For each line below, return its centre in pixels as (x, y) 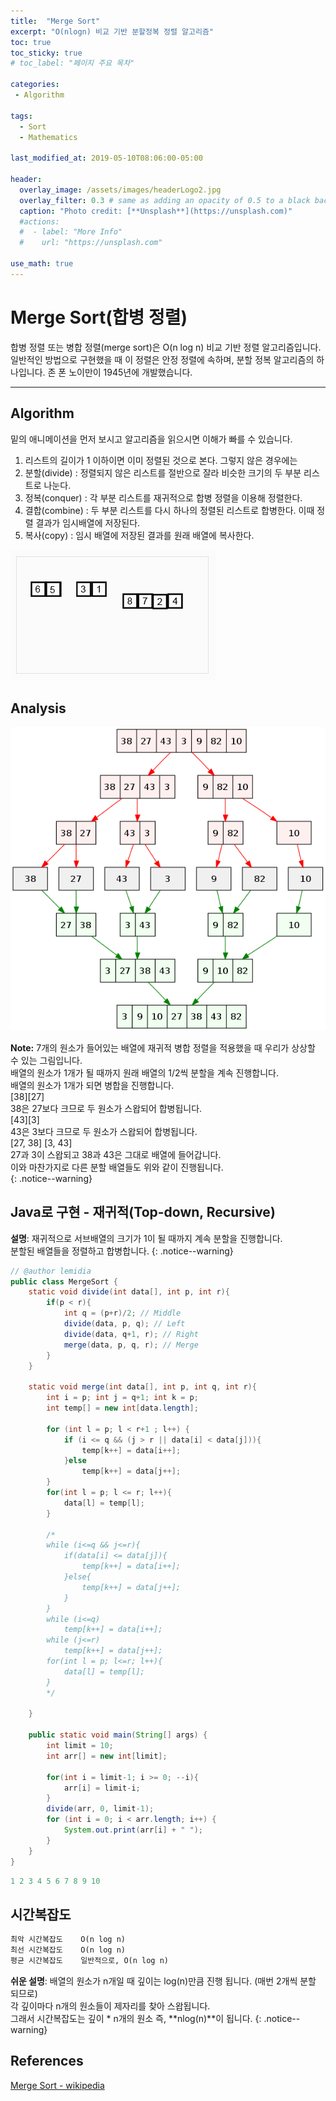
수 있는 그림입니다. (46, 1060)
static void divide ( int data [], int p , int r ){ (129, 1292)
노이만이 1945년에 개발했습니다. (130, 372)
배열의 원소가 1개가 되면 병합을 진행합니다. (92, 1085)
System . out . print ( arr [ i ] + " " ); (133, 1830)
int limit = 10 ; (80, 1746)
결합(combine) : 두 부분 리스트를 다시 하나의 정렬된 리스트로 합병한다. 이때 (169, 510)
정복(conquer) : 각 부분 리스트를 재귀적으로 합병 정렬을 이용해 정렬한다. (163, 497)
